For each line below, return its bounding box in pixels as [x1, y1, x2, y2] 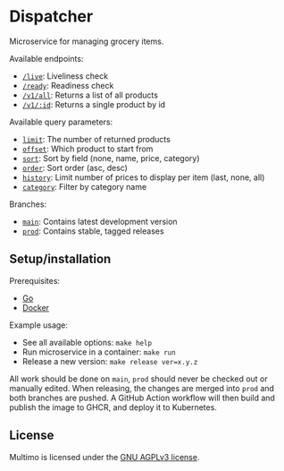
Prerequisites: [9, 275, 61, 286]
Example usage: [9, 320, 69, 330]
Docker [21, 302, 50, 313]
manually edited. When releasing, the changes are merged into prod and [9, 382, 275, 393]
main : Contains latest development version [21, 216, 178, 227]
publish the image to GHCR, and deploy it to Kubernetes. [9, 401, 217, 413]
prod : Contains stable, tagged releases [21, 226, 164, 236]
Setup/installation [9, 252, 112, 267]
